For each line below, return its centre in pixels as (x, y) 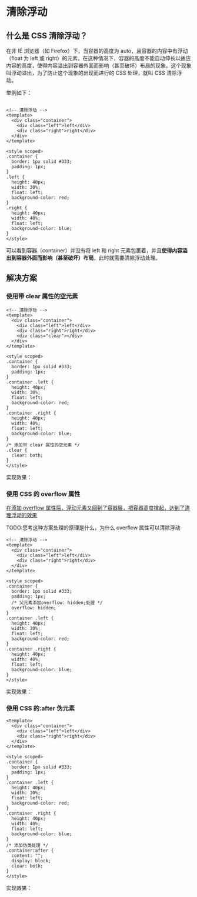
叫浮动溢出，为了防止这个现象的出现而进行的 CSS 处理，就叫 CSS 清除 (92, 73)
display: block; (31, 861)
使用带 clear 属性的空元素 (42, 296)
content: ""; (27, 856)
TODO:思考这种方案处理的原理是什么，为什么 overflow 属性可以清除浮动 (93, 528)
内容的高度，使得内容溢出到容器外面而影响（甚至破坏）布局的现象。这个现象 (99, 66)
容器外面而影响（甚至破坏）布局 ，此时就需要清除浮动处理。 (88, 258)
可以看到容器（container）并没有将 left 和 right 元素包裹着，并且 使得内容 (94, 250)
